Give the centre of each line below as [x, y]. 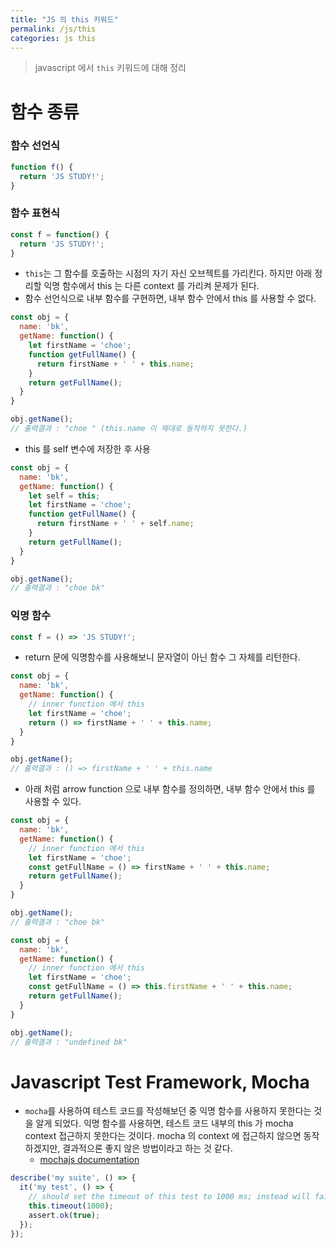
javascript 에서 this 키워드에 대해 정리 [110, 68]
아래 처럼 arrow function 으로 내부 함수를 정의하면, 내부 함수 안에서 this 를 [170, 789]
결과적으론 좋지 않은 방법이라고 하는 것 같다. [147, 1148]
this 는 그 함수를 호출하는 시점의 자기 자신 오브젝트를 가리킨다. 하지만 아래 [168, 273]
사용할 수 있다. [53, 802]
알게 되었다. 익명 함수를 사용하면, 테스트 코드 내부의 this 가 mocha [164, 1123]
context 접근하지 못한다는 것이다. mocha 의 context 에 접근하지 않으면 [163, 1136]
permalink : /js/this [53, 29]
